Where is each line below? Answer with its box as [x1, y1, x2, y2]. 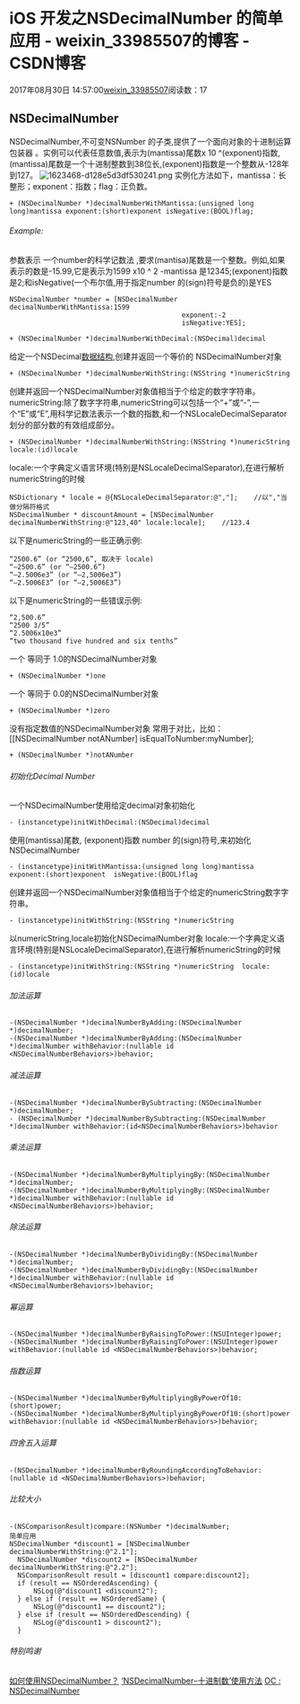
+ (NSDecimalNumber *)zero [9, 706, 110, 715]
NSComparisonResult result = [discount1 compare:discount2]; [17, 1570, 251, 1580]
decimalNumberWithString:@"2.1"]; [9, 1547, 139, 1556]
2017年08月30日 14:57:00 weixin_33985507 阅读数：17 [9, 84, 208, 95]
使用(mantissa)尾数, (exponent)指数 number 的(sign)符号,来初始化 [9, 835, 252, 846]
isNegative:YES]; [181, 318, 246, 328]
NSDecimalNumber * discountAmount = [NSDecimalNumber [9, 510, 215, 519]
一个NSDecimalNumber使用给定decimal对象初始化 [9, 800, 195, 811]
